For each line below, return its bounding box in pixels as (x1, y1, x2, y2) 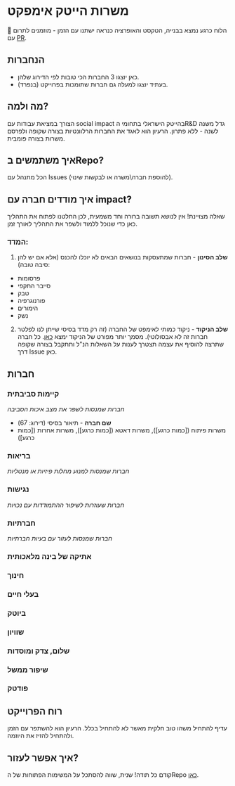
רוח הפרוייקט (7, 705, 63, 717)
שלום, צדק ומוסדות (7, 646, 70, 656)
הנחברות (7, 54, 45, 66)
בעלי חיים (7, 589, 39, 599)
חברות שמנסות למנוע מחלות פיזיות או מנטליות (7, 467, 130, 475)
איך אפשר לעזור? (7, 752, 79, 764)
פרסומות (17, 274, 41, 283)
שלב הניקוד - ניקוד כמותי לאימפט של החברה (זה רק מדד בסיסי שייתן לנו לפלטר (17, 325, 229, 333)
